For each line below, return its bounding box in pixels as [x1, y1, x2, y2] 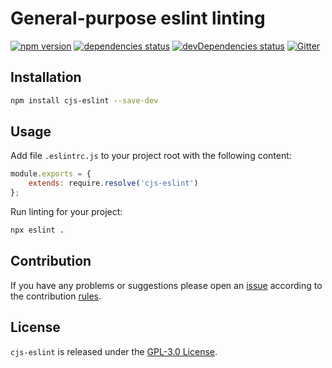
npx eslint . [10, 225, 65, 236]
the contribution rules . [10, 290, 102, 302]
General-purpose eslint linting [10, 7, 266, 30]
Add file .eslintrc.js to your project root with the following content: [10, 150, 292, 162]
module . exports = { [10, 169, 92, 179]
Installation [10, 69, 82, 86]
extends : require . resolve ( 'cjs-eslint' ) [28, 178, 199, 189]
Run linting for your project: [10, 206, 123, 218]
